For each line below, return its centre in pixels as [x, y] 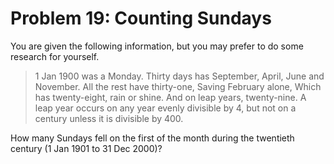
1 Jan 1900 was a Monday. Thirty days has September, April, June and [179, 76]
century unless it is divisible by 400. [109, 118]
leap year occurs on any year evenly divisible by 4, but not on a [165, 108]
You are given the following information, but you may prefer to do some [157, 46]
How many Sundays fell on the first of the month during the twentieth [152, 138]
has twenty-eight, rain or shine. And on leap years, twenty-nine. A [170, 97]
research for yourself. [55, 56]
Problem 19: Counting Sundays [141, 18]
